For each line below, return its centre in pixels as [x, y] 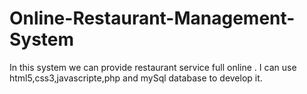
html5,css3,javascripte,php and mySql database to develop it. [136, 78]
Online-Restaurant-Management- [152, 18]
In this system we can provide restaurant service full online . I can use [153, 67]
